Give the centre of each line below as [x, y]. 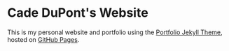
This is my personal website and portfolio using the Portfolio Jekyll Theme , [115, 32]
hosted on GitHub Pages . [43, 39]
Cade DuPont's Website [78, 13]
